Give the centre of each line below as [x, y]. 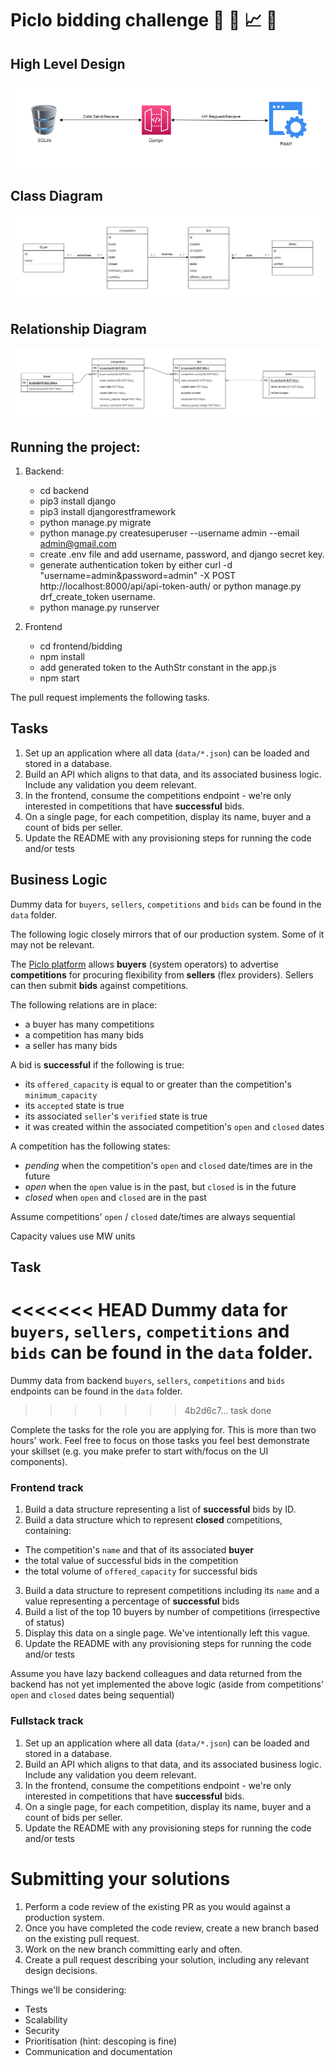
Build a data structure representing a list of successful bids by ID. [160, 1509]
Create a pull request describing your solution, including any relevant [167, 1959]
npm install [62, 657]
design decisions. [61, 1970]
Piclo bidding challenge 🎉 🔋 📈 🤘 [144, 20]
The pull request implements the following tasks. [110, 698]
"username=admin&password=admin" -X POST [138, 576]
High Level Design [68, 63]
